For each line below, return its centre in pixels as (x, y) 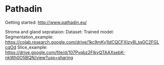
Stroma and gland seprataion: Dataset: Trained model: (59, 32)
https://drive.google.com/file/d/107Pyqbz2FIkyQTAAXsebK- (65, 52)
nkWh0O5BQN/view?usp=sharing (39, 57)
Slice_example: (32, 47)
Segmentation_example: (29, 37)
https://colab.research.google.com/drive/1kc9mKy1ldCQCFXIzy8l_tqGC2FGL (82, 42)
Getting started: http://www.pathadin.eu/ (46, 22)
